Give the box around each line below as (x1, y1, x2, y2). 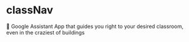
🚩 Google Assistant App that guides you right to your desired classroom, (6, 23, 184, 30)
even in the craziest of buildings (6, 29, 85, 36)
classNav (6, 3, 54, 17)
